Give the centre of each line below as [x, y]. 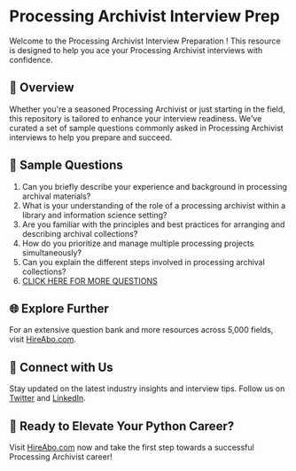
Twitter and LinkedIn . [47, 398]
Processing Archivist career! [61, 457]
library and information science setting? [94, 215]
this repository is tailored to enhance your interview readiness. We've [136, 118]
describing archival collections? [80, 233]
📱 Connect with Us [61, 367]
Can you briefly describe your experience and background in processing [155, 186]
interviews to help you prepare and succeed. [91, 137]
